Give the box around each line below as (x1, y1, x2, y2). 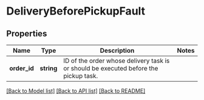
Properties (6, 28, 47, 39)
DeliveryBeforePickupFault (6, 4, 146, 18)
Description (100, 47, 135, 55)
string (39, 64, 58, 72)
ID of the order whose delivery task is (63, 56, 170, 65)
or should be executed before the (63, 64, 158, 72)
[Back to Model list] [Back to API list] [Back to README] (6, 87, 146, 95)
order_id (9, 64, 35, 72)
